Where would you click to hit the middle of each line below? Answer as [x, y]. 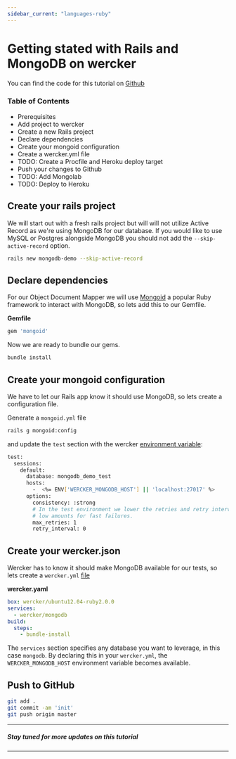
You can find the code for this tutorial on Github [76, 83]
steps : [23, 628]
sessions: [28, 463]
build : [17, 621]
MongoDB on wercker [72, 63]
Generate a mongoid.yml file [47, 418]
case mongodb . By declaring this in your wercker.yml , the [87, 655]
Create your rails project [61, 206]
